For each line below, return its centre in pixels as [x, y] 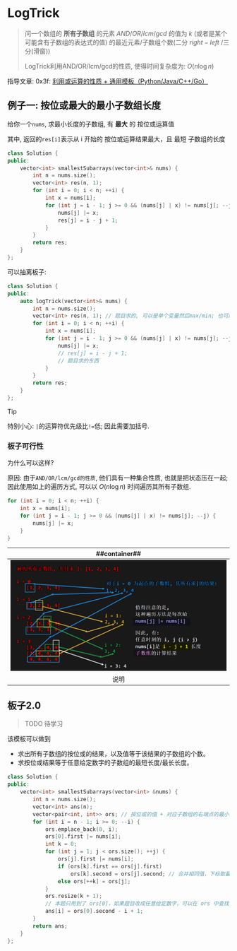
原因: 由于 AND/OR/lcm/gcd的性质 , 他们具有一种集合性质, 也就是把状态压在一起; [118, 478]
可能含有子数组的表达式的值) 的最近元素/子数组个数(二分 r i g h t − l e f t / [124, 42]
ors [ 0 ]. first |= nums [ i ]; [83, 837]
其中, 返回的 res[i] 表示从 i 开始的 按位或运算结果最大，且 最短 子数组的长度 [116, 138]
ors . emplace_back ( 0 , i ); [81, 829]
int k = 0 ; [61, 844]
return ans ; [50, 926]
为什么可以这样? [31, 463]
